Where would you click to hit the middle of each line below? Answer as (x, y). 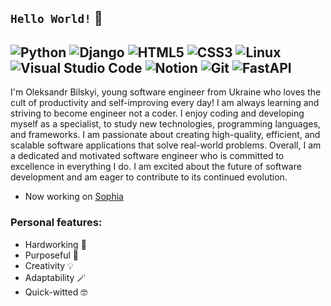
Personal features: (56, 223)
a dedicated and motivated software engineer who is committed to (147, 156)
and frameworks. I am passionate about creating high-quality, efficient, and (165, 135)
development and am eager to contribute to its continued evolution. (149, 177)
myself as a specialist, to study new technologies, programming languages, (165, 124)
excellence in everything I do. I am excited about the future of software (156, 167)
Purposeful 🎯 (51, 255)
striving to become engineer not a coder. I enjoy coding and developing (157, 113)
